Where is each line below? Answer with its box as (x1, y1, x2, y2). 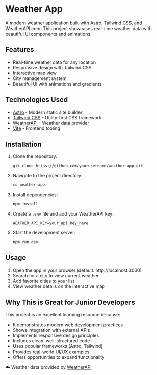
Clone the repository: (12, 153, 58, 159)
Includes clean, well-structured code (12, 337, 90, 344)
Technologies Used (5, 95, 68, 104)
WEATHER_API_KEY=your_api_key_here (12, 221, 89, 226)
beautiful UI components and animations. (5, 31, 92, 37)
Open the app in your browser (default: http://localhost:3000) (12, 267, 142, 273)
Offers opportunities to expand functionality (12, 354, 105, 360)
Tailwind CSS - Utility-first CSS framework (12, 114, 102, 120)
